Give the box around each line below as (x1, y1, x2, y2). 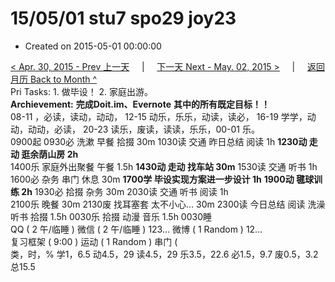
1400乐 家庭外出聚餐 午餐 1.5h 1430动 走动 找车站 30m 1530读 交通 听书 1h (10, 160, 318, 172)
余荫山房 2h (29, 148, 79, 160)
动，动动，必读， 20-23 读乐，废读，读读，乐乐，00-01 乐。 (10, 123, 260, 135)
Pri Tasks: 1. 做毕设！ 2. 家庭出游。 (10, 85, 154, 97)
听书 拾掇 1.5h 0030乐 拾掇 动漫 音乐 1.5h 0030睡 (10, 210, 213, 222)
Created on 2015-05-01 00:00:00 (24, 40, 162, 52)
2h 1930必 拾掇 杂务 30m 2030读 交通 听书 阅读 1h (21, 185, 229, 197)
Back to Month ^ (29, 73, 98, 85)
